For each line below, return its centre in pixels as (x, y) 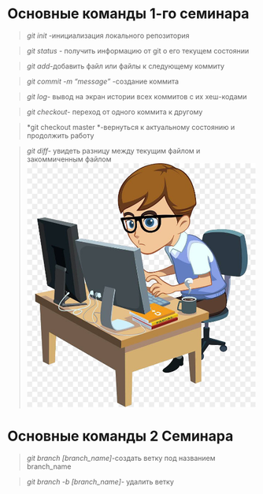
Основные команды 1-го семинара (128, 14)
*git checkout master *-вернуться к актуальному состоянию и (131, 127)
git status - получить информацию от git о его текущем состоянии (138, 50)
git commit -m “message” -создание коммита (102, 81)
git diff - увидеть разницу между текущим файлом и (113, 150)
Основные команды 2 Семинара (120, 436)
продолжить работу (60, 136)
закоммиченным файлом (69, 159)
